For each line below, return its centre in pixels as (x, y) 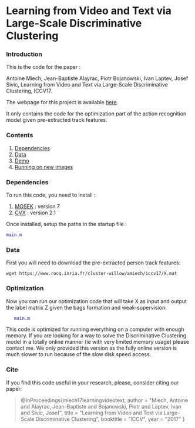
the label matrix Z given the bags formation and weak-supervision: (86, 307)
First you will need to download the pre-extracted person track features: (93, 263)
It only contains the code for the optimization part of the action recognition (96, 114)
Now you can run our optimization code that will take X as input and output (96, 301)
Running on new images (44, 167)
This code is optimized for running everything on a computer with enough (95, 329)
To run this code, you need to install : (51, 195)
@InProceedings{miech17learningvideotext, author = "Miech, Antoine (104, 400)
